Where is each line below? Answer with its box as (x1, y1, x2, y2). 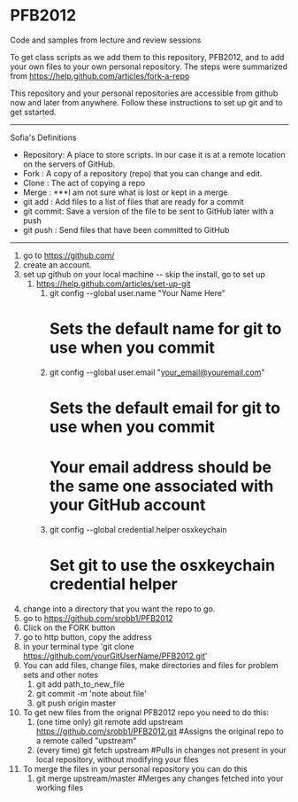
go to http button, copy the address (22, 631, 153, 642)
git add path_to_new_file (35, 679, 125, 689)
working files (35, 782, 84, 793)
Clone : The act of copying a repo (22, 177, 146, 188)
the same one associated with (49, 476, 274, 496)
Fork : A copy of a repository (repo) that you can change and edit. (22, 167, 263, 178)
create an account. (22, 259, 92, 270)
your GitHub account (49, 495, 206, 515)
